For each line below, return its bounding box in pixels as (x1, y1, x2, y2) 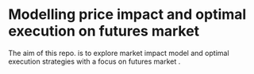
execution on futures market (8, 22, 200, 40)
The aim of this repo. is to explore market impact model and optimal (8, 48, 229, 57)
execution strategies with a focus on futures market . (8, 57, 181, 66)
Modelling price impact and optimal (8, 6, 247, 24)
